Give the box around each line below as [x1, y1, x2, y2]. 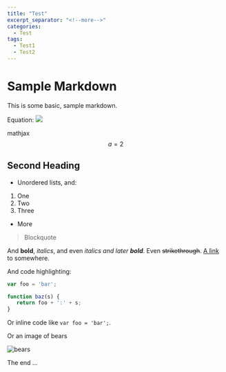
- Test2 [13, 49, 36, 56]
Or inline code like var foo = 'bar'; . [7, 319, 112, 327]
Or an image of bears [7, 332, 68, 340]
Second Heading [7, 160, 81, 171]
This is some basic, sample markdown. [7, 101, 118, 109]
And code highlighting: [7, 267, 72, 275]
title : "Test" [7, 10, 48, 17]
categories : [7, 23, 41, 30]
